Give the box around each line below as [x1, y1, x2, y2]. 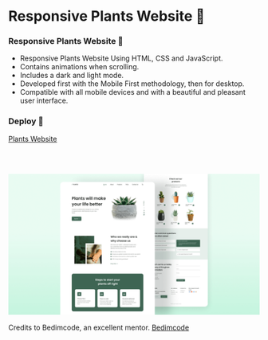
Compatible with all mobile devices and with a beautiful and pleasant [19, 88, 246, 97]
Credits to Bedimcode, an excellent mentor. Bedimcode [8, 322, 190, 333]
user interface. [19, 96, 69, 106]
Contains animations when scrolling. [19, 62, 140, 72]
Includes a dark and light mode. [19, 71, 124, 80]
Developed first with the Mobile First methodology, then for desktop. [19, 79, 245, 88]
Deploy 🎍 [8, 115, 44, 127]
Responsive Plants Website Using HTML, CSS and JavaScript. [19, 53, 223, 63]
